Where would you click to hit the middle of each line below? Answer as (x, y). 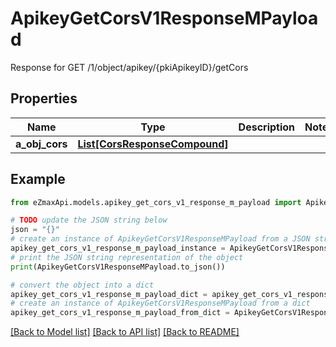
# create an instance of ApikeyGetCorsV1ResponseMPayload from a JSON (160, 239)
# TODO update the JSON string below (89, 220)
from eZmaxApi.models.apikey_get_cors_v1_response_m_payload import (156, 202)
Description (267, 127)
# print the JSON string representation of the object (127, 257)
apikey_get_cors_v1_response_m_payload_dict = (109, 294)
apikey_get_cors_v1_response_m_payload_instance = (118, 248)
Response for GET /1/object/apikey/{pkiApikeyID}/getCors (129, 67)
